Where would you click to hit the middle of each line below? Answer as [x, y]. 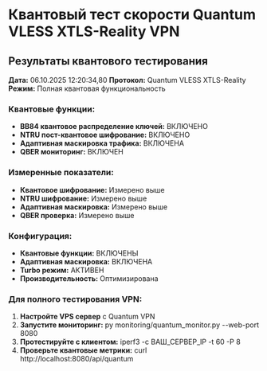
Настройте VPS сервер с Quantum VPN [87, 317]
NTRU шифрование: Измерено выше [83, 198]
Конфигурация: [40, 236]
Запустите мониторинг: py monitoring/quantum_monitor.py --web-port [139, 325]
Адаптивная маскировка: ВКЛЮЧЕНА [86, 261]
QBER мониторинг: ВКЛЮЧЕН [71, 152]
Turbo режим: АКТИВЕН [62, 270]
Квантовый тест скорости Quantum [132, 15]
